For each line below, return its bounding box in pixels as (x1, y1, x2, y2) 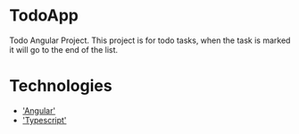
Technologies (9, 76, 113, 96)
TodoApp (9, 5, 79, 26)
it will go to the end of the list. (9, 44, 119, 54)
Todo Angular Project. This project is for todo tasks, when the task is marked (9, 35, 291, 46)
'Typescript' (21, 114, 67, 125)
